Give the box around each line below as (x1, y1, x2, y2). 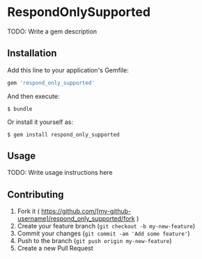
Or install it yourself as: (7, 118, 73, 126)
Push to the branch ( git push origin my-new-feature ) (17, 237, 172, 245)
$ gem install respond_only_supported (7, 131, 120, 138)
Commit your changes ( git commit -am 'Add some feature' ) (17, 229, 190, 237)
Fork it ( (17, 207, 40, 216)
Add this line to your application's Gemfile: (7, 65, 129, 74)
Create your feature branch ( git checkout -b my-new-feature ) (17, 222, 196, 230)
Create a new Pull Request (17, 244, 94, 253)
